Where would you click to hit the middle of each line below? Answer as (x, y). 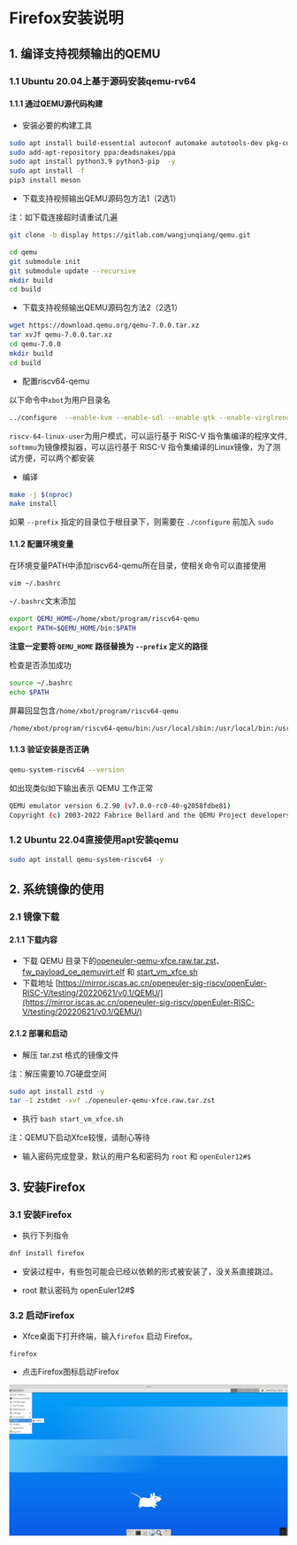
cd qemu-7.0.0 (35, 345)
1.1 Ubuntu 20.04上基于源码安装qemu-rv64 (103, 81)
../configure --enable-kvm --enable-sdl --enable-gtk (112, 417)
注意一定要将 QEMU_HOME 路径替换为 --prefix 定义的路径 (109, 647)
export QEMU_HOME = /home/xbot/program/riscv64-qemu (104, 619)
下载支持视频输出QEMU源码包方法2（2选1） (102, 307)
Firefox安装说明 (66, 18)
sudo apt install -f (47, 171)
